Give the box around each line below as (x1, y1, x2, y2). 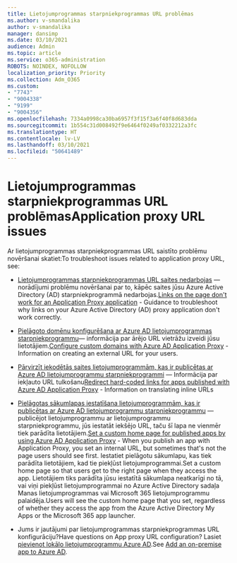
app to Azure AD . (17, 547, 68, 556)
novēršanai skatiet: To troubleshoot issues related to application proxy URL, (7, 254, 225, 262)
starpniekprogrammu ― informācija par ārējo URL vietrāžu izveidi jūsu (17, 334, 220, 342)
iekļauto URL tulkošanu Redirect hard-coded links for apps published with (17, 377, 230, 386)
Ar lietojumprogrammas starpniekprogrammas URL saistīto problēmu (7, 246, 207, 255)
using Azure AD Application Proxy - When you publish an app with (17, 436, 210, 444)
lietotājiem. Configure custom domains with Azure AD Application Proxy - (17, 341, 229, 350)
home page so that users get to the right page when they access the (17, 466, 217, 475)
